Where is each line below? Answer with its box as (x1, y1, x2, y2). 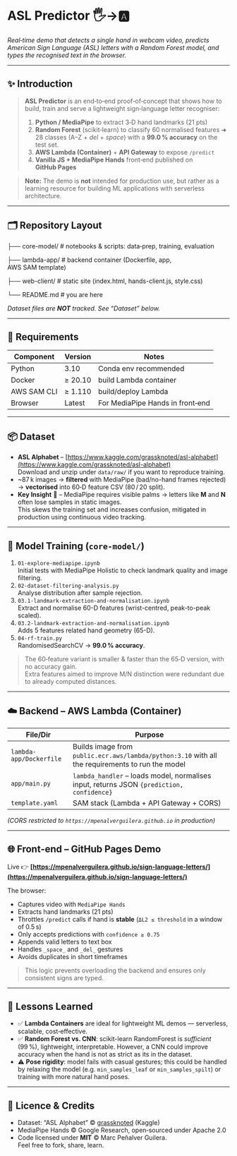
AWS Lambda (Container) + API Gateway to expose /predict (35, 147, 215, 156)
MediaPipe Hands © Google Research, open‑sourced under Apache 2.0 (17, 1126, 227, 1135)
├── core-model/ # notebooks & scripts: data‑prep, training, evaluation (7, 241, 215, 250)
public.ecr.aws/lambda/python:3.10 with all (73, 750, 217, 760)
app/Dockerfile (11, 754, 62, 763)
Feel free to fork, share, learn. (17, 1141, 104, 1150)
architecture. (24, 191, 62, 200)
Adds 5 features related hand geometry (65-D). (17, 626, 155, 634)
